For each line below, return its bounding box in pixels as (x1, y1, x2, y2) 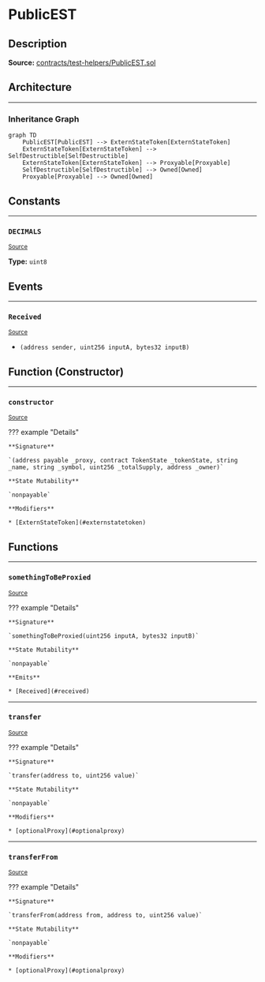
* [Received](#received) (8, 687, 90, 695)
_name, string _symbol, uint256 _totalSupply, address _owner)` (8, 463, 224, 471)
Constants (8, 194, 61, 208)
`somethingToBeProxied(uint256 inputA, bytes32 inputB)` (8, 632, 200, 640)
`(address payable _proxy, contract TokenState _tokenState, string (8, 456, 238, 465)
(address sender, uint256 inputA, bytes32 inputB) (19, 343, 190, 352)
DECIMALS (8, 227, 42, 236)
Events (8, 279, 43, 293)
